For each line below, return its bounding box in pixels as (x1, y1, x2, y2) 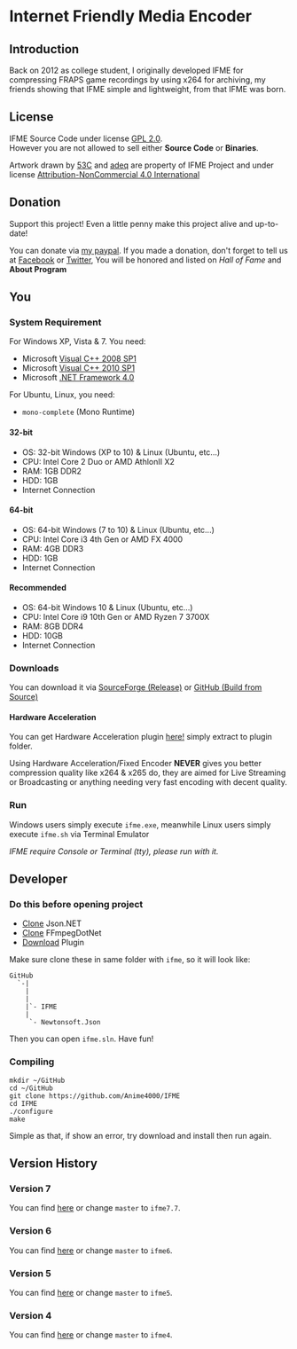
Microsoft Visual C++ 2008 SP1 (21, 353, 137, 365)
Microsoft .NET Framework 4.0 (21, 373, 135, 383)
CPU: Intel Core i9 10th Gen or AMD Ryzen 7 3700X (21, 611, 210, 622)
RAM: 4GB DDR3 (21, 543, 84, 553)
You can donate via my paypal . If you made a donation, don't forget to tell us (9, 245, 288, 255)
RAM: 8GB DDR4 (21, 621, 84, 631)
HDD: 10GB (21, 630, 64, 640)
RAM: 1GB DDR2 (21, 466, 82, 476)
